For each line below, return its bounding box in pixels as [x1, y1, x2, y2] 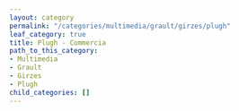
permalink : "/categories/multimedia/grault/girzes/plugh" [9, 21, 231, 30]
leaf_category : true [9, 30, 87, 38]
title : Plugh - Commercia [9, 38, 106, 47]
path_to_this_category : [9, 47, 99, 55]
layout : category [9, 13, 75, 22]
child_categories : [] [9, 88, 91, 97]
